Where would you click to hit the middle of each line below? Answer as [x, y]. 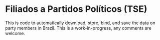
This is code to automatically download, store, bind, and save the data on [80, 23]
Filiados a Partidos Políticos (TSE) [76, 9]
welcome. [15, 33]
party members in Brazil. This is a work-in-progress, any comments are [78, 28]
